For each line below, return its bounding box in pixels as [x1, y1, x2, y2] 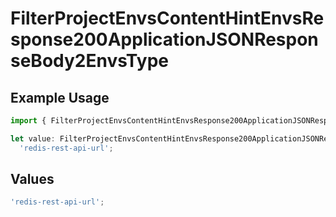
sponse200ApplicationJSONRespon [10, 28, 319, 51]
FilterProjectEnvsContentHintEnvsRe [10, 7, 325, 30]
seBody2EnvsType [10, 50, 169, 72]
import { [10, 116, 47, 126]
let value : [10, 133, 56, 144]
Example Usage [10, 89, 110, 106]
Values [10, 171, 55, 188]
